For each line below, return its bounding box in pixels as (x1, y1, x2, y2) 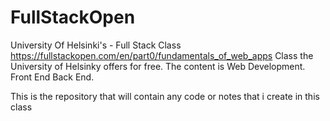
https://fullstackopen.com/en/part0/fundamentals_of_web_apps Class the (10, 49, 314, 61)
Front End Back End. (10, 71, 95, 83)
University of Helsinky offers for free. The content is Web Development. (10, 60, 306, 72)
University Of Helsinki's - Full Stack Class (10, 39, 182, 51)
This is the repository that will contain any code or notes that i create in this (10, 90, 320, 102)
